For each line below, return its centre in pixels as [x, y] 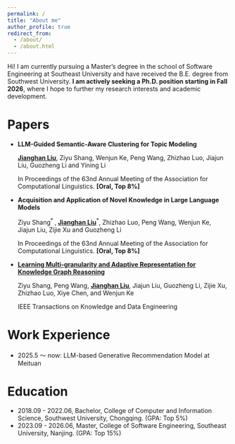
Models [29, 207]
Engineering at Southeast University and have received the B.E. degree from [118, 74]
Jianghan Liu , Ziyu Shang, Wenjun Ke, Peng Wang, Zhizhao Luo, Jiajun [120, 157]
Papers [28, 125]
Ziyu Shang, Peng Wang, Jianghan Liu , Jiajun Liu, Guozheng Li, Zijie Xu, [122, 285]
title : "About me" [34, 20]
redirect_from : [30, 33]
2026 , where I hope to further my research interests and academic [104, 89]
